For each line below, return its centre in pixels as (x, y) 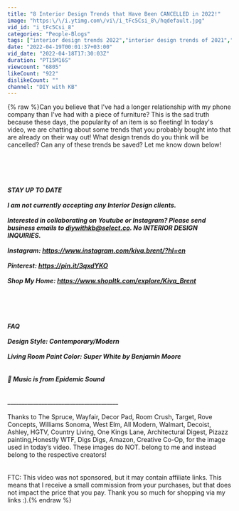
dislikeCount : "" (33, 80)
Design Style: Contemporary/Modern (63, 342)
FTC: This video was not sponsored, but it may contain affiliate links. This (115, 478)
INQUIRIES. (24, 236)
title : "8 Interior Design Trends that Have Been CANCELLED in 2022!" (114, 14)
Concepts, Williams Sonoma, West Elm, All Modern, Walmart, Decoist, (110, 425)
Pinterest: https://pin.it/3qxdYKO (58, 266)
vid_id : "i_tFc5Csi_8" (41, 27)
